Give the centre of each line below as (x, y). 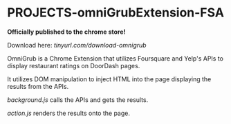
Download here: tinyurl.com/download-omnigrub (77, 45)
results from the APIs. (38, 86)
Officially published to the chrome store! (66, 32)
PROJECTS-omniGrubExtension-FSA (116, 13)
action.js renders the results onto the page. (68, 113)
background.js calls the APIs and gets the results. (78, 100)
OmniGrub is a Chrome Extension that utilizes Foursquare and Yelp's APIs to (115, 58)
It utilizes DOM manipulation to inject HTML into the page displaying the (109, 79)
